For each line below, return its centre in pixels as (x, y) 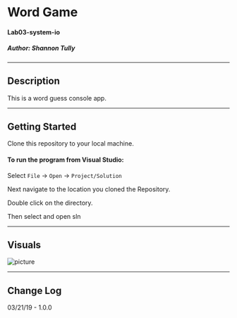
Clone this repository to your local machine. (71, 144)
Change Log (35, 290)
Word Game (43, 12)
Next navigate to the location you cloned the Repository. (89, 189)
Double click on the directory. (50, 203)
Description (34, 81)
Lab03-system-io (34, 32)
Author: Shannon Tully (41, 48)
